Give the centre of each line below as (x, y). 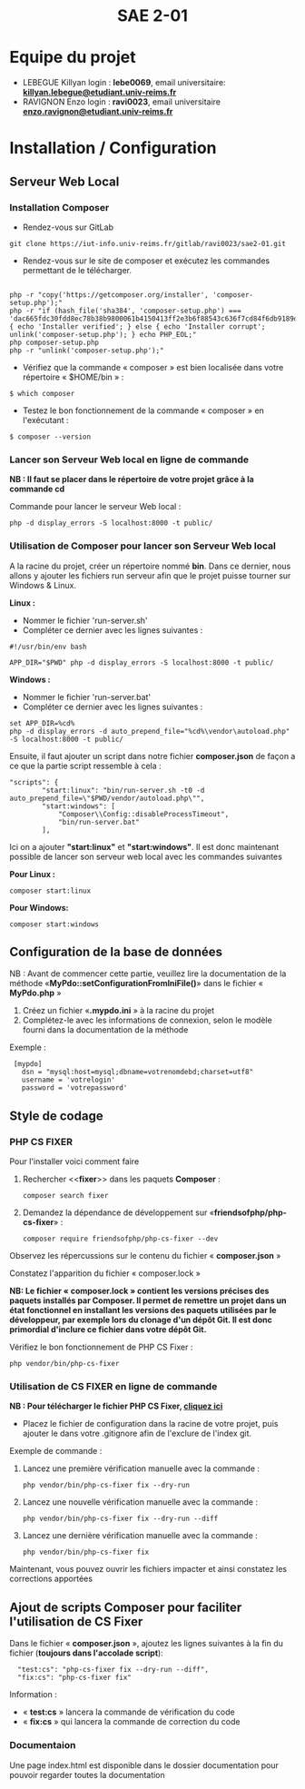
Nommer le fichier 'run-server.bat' (87, 697)
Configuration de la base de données (116, 951)
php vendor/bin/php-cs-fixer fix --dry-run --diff (120, 1519)
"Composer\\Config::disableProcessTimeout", (143, 814)
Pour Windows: (39, 907)
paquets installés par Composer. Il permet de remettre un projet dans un (148, 1300)
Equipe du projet (73, 58)
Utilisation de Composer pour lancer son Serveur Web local (143, 546)
